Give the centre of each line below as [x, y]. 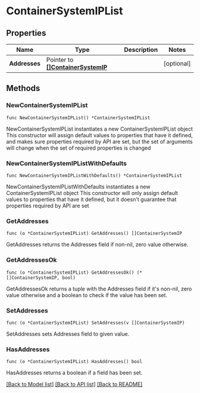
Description [141, 50]
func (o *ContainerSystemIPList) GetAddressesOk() [70, 273]
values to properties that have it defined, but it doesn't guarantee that [91, 199]
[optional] [177, 64]
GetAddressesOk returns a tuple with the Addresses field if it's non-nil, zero [99, 289]
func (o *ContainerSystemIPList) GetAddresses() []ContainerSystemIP [94, 234]
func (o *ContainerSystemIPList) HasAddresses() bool [74, 362]
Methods [23, 89]
